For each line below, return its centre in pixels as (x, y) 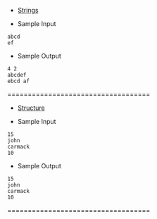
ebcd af (19, 81)
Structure (31, 108)
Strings (28, 10)
